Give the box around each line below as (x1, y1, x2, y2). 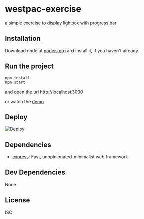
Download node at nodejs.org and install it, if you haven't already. (5, 47, 139, 53)
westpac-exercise (5, 3, 82, 15)
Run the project (5, 62, 54, 71)
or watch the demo (5, 99, 44, 105)
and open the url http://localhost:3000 (5, 89, 83, 95)
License (5, 196, 30, 205)
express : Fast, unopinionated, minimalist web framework (12, 153, 128, 160)
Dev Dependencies (5, 168, 66, 177)
